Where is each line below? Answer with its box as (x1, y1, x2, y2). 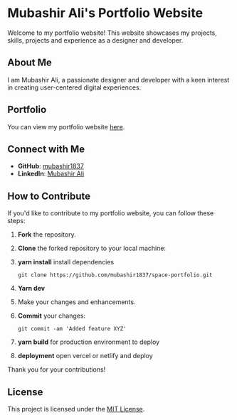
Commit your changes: (17, 311, 86, 321)
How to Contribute (7, 190, 91, 202)
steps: (7, 217, 26, 225)
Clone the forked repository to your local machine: (17, 244, 166, 253)
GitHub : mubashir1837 (17, 162, 84, 171)
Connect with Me (7, 143, 85, 155)
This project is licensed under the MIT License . (7, 405, 145, 413)
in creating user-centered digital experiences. (7, 83, 142, 92)
